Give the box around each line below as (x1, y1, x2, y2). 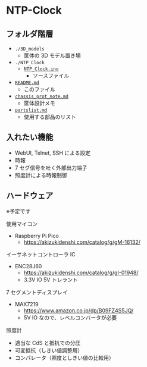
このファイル (23, 86, 55, 93)
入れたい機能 (6, 132, 54, 143)
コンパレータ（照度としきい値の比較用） (14, 354, 114, 361)
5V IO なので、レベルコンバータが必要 (23, 313, 117, 321)
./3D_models (14, 46, 45, 52)
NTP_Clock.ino (23, 66, 59, 72)
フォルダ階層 (6, 29, 54, 39)
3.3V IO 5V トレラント (23, 276, 79, 283)
